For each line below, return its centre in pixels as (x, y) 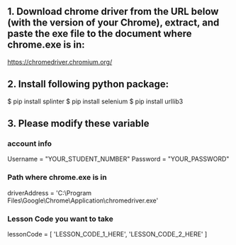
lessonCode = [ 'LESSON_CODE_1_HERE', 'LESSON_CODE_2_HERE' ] (107, 234)
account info (29, 143)
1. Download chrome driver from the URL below (113, 12)
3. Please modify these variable (78, 124)
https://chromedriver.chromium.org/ (60, 62)
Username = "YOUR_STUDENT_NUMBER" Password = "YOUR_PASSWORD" (118, 159)
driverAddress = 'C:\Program (50, 193)
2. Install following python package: (88, 84)
